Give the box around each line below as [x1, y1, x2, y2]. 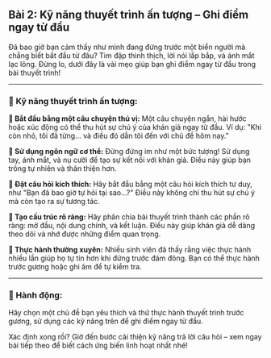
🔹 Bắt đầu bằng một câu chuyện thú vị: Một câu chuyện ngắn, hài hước [8, 114, 248, 123]
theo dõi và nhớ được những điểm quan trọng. [8, 229, 161, 239]
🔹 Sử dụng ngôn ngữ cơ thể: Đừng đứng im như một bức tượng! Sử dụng [8, 147, 250, 156]
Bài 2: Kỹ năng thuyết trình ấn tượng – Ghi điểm [8, 8, 248, 22]
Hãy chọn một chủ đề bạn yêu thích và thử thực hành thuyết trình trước [8, 308, 244, 318]
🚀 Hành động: [8, 289, 63, 301]
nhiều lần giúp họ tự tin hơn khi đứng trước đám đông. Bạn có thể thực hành [8, 253, 261, 263]
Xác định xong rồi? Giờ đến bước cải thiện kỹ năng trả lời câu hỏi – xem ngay [8, 332, 262, 342]
